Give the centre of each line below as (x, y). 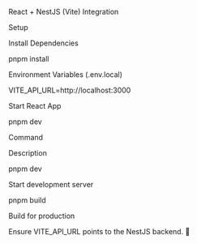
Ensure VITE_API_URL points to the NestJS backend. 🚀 (99, 231)
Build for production (42, 216)
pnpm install (29, 59)
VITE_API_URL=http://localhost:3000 (70, 90)
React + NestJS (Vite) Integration (64, 12)
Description (28, 153)
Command (26, 137)
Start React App (35, 106)
